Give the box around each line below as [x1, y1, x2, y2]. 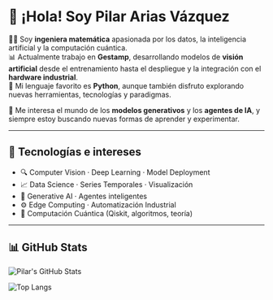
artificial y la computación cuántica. [8, 42, 128, 52]
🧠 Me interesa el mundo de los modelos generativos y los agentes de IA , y [8, 105, 261, 115]
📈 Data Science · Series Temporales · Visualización [19, 179, 193, 189]
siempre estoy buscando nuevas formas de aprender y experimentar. [8, 114, 240, 124]
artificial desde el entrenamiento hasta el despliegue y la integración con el [8, 63, 262, 73]
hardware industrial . [8, 72, 79, 82]
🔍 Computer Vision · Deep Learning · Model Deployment [19, 167, 210, 177]
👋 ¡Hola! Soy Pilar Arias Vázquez [8, 7, 230, 26]
